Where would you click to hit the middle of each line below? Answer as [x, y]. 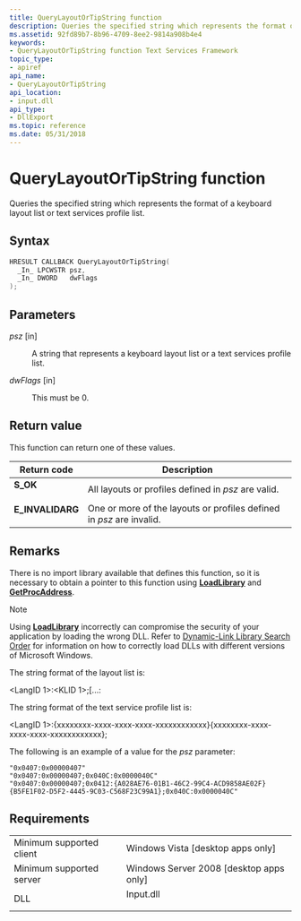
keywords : [28, 43]
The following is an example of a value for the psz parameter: [122, 751]
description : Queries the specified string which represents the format [148, 26]
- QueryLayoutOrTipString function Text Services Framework [124, 51]
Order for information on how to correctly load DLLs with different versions [147, 645]
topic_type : [31, 59]
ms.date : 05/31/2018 [48, 134]
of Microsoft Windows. [52, 655]
